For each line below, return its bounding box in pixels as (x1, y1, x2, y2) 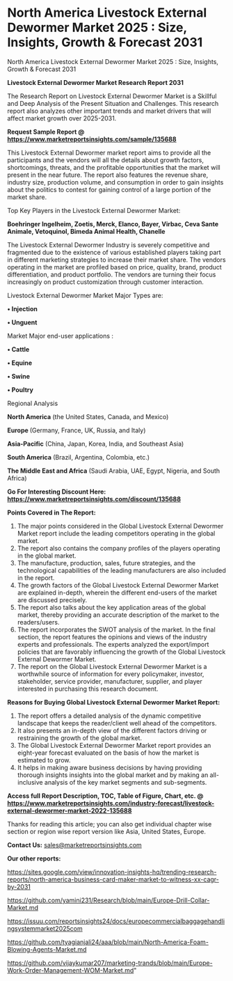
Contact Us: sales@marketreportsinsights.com (7, 840, 143, 849)
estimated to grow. (17, 755, 71, 764)
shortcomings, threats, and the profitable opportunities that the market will (7, 163, 220, 171)
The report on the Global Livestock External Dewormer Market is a (17, 662, 207, 670)
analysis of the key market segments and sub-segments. (44, 778, 207, 786)
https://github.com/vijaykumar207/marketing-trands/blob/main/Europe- (7, 959, 214, 967)
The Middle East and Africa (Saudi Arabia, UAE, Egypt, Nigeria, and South (7, 466, 220, 475)
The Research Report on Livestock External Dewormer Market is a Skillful (7, 92, 217, 100)
